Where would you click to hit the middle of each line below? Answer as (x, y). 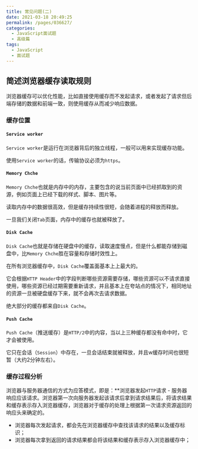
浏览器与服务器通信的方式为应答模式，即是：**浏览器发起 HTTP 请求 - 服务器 (97, 391)
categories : (21, 28)
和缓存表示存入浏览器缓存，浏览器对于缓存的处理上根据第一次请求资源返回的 (99, 405)
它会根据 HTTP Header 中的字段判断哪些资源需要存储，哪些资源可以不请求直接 (98, 278)
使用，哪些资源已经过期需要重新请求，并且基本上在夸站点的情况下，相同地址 (99, 286)
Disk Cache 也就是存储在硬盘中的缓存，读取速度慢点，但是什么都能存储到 (94, 246)
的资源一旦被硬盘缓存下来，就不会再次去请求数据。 (68, 293)
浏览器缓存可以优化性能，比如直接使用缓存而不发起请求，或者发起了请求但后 (99, 96)
